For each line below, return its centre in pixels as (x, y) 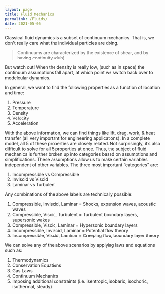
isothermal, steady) (32, 287)
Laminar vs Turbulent (34, 185)
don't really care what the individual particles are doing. (62, 43)
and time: (15, 93)
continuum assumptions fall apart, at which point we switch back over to (79, 73)
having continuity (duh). (42, 58)
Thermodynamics (30, 260)
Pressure (22, 103)
